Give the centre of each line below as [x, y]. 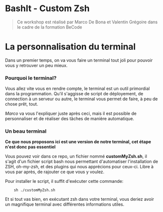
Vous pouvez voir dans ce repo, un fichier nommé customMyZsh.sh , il [76, 157]
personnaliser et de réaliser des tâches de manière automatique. [70, 119]
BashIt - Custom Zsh [47, 9]
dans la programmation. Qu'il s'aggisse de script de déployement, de [74, 94]
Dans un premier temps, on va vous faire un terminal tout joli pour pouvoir [79, 60]
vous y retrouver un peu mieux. [36, 65]
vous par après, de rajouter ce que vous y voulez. [55, 172]
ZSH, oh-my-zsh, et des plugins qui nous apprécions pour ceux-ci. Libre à [79, 167]
